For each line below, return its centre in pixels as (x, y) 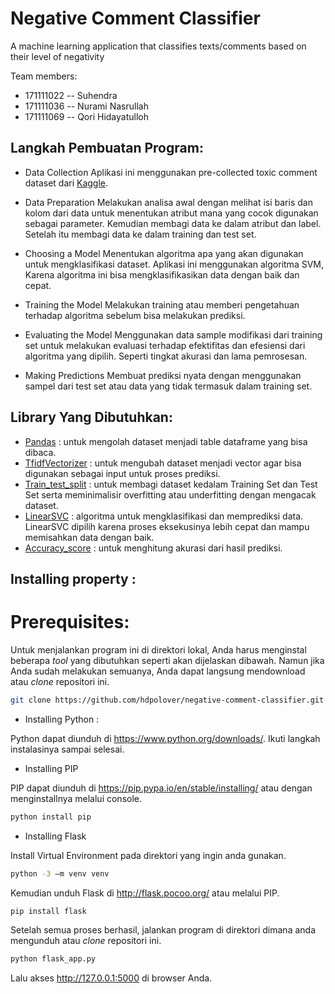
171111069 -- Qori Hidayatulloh (86, 116)
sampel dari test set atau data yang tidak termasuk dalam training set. (168, 386)
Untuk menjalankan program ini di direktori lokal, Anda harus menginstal (158, 649)
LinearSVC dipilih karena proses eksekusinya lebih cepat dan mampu (167, 526)
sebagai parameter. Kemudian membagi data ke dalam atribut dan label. (173, 223)
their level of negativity (57, 56)
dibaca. (40, 452)
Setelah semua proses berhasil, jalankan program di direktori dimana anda (163, 930)
